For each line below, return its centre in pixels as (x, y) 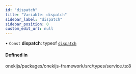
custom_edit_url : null (29, 29)
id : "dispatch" (21, 10)
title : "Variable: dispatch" (36, 15)
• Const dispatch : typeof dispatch (41, 43)
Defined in (17, 55)
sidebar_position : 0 (27, 24)
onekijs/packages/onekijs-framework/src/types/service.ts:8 (68, 66)
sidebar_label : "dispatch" (34, 19)
